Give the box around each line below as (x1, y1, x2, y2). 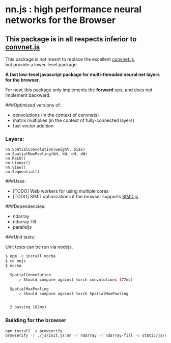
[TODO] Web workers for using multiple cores (12, 188, 109, 194)
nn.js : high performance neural (5, 4, 141, 15)
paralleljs (12, 224, 32, 230)
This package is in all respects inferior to (5, 35, 137, 43)
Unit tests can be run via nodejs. (5, 244, 73, 250)
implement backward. (5, 92, 51, 98)
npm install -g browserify (5, 328, 63, 333)
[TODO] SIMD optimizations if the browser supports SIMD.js (12, 194, 138, 200)
